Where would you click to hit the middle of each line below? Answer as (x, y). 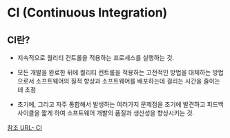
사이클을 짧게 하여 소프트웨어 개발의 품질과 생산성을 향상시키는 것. (106, 113)
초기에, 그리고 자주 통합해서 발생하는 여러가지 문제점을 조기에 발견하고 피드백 (121, 104)
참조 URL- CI (25, 128)
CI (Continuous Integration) (87, 13)
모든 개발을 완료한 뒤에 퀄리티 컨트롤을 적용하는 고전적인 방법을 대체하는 (114, 72)
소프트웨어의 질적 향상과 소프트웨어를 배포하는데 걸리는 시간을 (119, 81)
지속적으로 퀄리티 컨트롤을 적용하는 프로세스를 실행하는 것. (96, 58)
